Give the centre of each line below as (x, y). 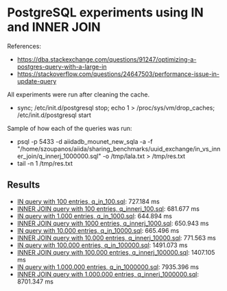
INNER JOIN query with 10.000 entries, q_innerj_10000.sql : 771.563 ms (116, 238)
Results (24, 185)
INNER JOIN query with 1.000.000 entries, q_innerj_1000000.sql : (108, 274)
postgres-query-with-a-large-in (62, 66)
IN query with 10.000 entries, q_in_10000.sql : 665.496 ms (98, 230)
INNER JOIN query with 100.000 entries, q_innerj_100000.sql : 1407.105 (116, 252)
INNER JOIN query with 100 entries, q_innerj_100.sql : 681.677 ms (108, 208)
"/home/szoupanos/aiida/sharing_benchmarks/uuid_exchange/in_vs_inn (119, 149)
